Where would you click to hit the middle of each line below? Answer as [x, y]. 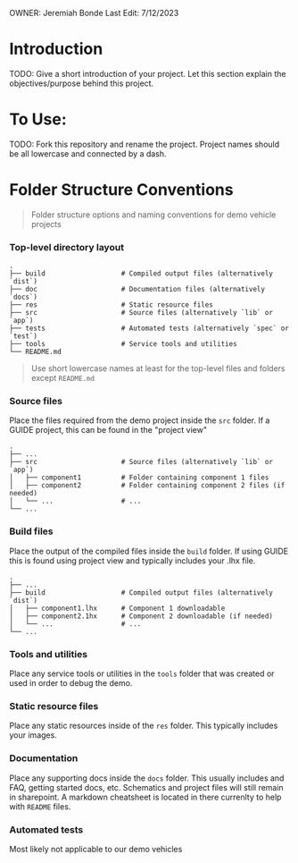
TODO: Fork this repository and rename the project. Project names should [145, 144]
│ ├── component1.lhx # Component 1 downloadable [117, 608]
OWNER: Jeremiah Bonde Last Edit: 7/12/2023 [94, 13]
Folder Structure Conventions [121, 190]
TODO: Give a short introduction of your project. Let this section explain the [148, 73]
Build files [31, 531]
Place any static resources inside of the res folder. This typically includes [144, 726]
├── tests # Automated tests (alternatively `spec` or [149, 329]
